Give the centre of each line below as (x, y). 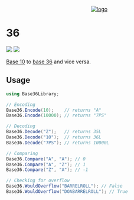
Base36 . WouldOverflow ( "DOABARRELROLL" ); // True (67, 192)
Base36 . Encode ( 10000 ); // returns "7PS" (57, 115)
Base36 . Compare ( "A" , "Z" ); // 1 (46, 164)
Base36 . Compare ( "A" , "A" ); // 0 (46, 159)
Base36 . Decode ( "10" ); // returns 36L (54, 137)
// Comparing (22, 153)
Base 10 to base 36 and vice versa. (49, 62)
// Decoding (21, 126)
